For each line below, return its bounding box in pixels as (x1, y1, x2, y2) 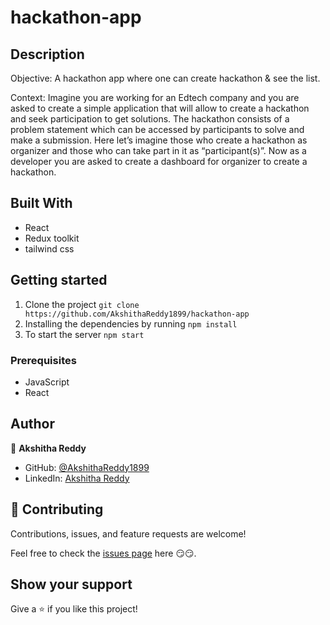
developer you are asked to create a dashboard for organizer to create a (10, 156, 308, 167)
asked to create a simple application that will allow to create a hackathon (10, 102, 310, 114)
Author (10, 416, 55, 433)
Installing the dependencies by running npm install (24, 317, 238, 330)
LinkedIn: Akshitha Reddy (24, 472, 130, 484)
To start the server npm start (24, 328, 145, 340)
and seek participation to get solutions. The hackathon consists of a (10, 113, 290, 125)
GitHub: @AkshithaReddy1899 (24, 461, 150, 473)
